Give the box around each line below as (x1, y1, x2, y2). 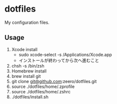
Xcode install (11, 46, 38, 52)
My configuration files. (4, 19, 49, 25)
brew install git (11, 73, 41, 79)
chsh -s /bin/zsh (11, 63, 44, 69)
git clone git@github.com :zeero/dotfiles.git (11, 78, 97, 84)
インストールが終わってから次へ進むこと (18, 57, 100, 63)
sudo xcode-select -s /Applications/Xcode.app (18, 52, 112, 57)
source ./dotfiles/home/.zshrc (11, 88, 71, 94)
